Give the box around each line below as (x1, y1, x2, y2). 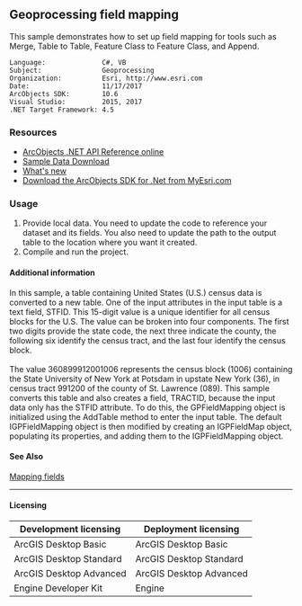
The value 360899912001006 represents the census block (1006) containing (9, 363, 293, 374)
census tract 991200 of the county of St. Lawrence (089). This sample (9, 382, 270, 394)
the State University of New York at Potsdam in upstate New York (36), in (9, 373, 280, 384)
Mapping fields (9, 471, 65, 482)
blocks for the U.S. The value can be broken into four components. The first (9, 316, 289, 326)
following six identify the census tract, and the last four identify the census (9, 334, 286, 345)
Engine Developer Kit (13, 582, 103, 594)
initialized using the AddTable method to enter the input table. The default (9, 411, 282, 422)
